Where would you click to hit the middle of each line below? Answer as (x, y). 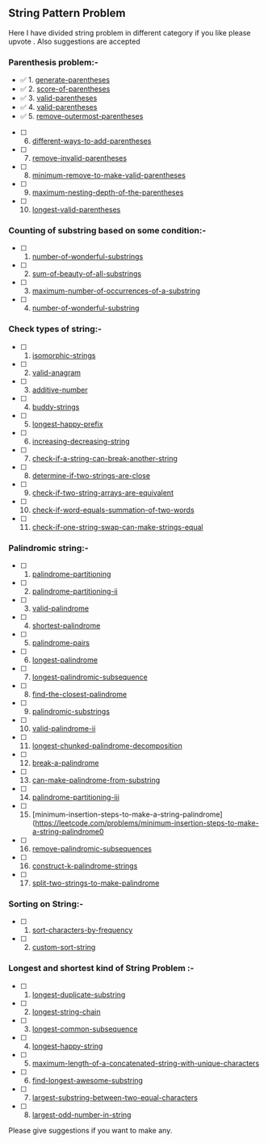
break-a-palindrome (65, 763)
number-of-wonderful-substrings (88, 257)
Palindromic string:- (48, 548)
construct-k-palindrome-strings (85, 866)
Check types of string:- (55, 329)
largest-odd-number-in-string (82, 1115)
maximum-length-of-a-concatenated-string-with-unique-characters (146, 1063)
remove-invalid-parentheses (80, 158)
